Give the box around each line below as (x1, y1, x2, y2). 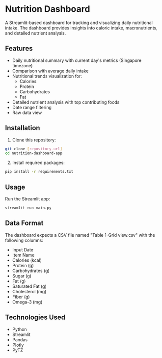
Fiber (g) (12, 294, 30, 300)
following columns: (5, 237, 43, 243)
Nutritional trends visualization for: (12, 73, 82, 79)
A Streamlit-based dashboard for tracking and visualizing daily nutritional (5, 20, 153, 26)
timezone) (12, 62, 33, 68)
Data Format (5, 219, 44, 227)
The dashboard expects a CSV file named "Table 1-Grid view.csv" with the (5, 232, 156, 238)
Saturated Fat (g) (12, 283, 47, 289)
